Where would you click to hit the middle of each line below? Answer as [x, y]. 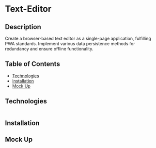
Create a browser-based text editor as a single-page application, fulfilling [78, 38]
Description [23, 27]
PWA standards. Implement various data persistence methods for [70, 44]
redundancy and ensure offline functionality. [49, 49]
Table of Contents [33, 64]
